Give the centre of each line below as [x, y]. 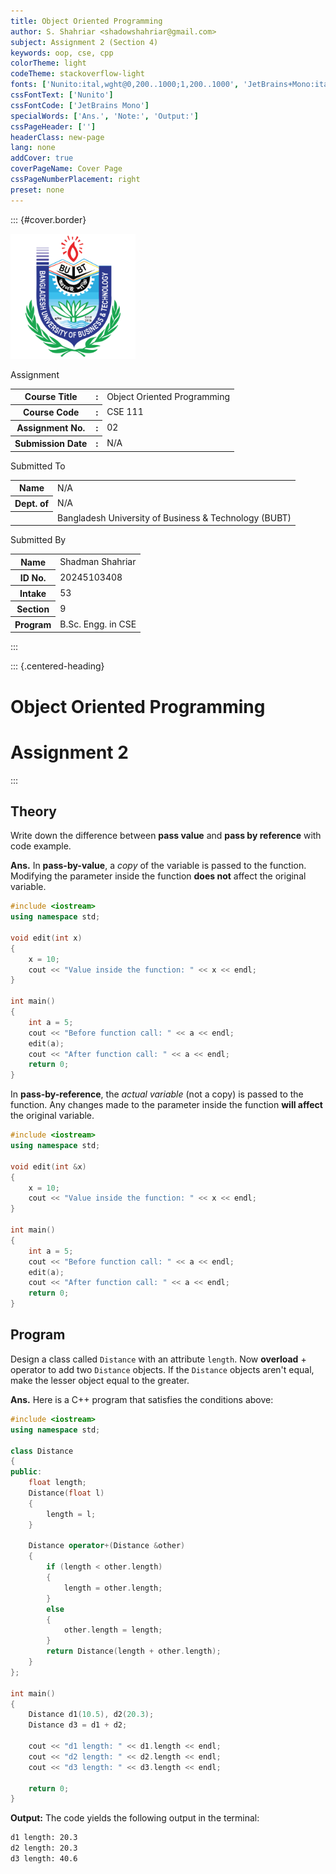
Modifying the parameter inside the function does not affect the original [158, 876]
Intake [33, 593]
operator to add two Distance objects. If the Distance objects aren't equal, [162, 1369]
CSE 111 [125, 412]
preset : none [37, 190]
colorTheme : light [48, 63]
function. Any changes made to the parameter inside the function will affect [166, 1105]
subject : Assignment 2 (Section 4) [84, 42]
